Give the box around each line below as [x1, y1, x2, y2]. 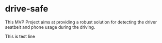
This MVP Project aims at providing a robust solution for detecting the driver [5, 19, 157, 25]
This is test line [5, 33, 35, 39]
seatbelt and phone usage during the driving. [5, 24, 96, 30]
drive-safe [5, 3, 49, 14]
